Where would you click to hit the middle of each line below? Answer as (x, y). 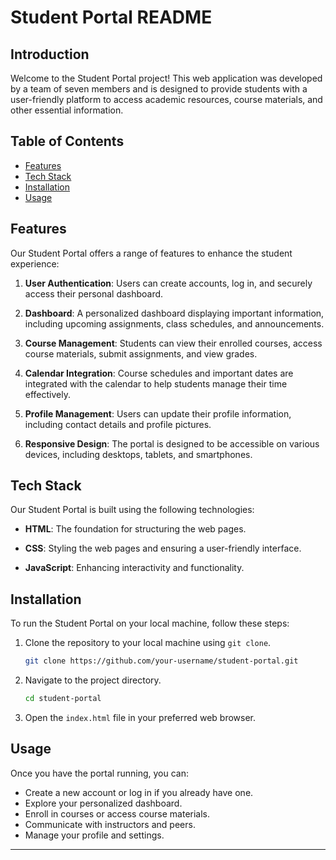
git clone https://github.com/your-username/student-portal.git (161, 661)
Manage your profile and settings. (94, 835)
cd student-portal (63, 699)
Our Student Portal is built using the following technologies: (132, 510)
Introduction (50, 54)
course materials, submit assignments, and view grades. (141, 353)
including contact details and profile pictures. (118, 424)
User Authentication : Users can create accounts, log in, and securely (168, 283)
